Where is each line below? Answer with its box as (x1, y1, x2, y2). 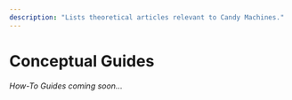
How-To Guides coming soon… (9, 81, 123, 91)
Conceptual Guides (9, 50, 155, 71)
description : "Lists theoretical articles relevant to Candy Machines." (9, 12, 285, 22)
